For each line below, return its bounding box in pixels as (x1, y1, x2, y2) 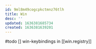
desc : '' (5, 16, 23, 21)
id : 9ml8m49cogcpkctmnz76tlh (5, 7, 64, 12)
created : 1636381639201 (5, 25, 54, 30)
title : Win (5, 12, 27, 16)
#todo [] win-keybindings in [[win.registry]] (5, 38, 92, 44)
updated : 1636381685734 (5, 20, 54, 26)
